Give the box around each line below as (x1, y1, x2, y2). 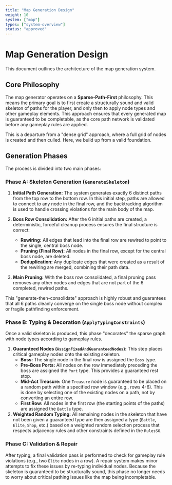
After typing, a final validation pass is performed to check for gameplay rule (5, 452, 165, 458)
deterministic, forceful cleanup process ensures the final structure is (12, 221, 158, 227)
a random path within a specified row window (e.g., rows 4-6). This (20, 384, 163, 390)
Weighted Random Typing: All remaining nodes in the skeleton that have (12, 411, 167, 417)
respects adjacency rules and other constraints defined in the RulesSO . (12, 428, 162, 434)
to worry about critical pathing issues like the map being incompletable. (5, 474, 157, 480)
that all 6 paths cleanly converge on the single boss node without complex (5, 300, 163, 306)
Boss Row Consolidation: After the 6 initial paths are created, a (12, 216, 147, 222)
